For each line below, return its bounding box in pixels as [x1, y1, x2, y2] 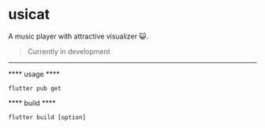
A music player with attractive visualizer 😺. [8, 31, 148, 41]
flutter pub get [8, 84, 62, 92]
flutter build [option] [8, 113, 87, 121]
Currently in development [27, 46, 110, 56]
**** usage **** [8, 69, 61, 79]
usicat [8, 5, 50, 24]
